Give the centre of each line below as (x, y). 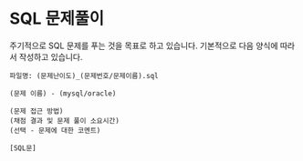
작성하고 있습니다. (51, 56)
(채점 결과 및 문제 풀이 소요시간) (65, 121)
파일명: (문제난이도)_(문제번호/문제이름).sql (84, 75)
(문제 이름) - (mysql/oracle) (63, 93)
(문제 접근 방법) (37, 111)
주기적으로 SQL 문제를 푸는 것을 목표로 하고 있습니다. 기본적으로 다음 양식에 (144, 45)
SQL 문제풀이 (57, 19)
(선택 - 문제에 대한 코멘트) (55, 130)
